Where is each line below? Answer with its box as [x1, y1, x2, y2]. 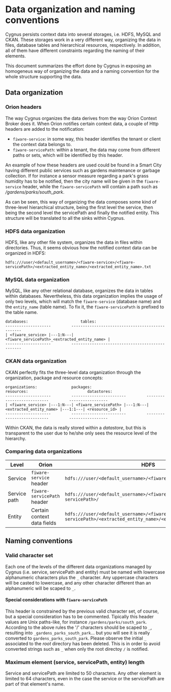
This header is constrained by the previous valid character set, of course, [5, 608, 159, 614]
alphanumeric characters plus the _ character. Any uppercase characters [5, 574, 159, 581]
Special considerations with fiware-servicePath [5, 597, 108, 603]
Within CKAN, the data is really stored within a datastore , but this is [5, 424, 147, 430]
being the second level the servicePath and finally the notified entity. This [5, 210, 159, 216]
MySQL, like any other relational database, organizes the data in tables [5, 287, 154, 294]
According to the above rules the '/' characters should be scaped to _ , [5, 624, 152, 630]
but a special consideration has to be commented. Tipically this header [5, 613, 154, 619]
